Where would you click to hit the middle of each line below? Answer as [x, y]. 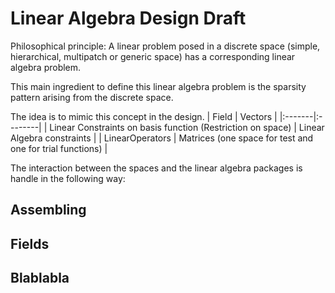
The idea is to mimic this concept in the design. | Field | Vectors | [144, 116]
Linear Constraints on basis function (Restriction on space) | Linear [187, 127]
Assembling [48, 210]
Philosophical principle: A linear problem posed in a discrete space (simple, [165, 46]
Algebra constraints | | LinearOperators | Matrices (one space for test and [162, 138]
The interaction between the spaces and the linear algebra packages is [156, 168]
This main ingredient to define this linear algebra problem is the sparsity [158, 86]
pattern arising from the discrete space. [92, 97]
